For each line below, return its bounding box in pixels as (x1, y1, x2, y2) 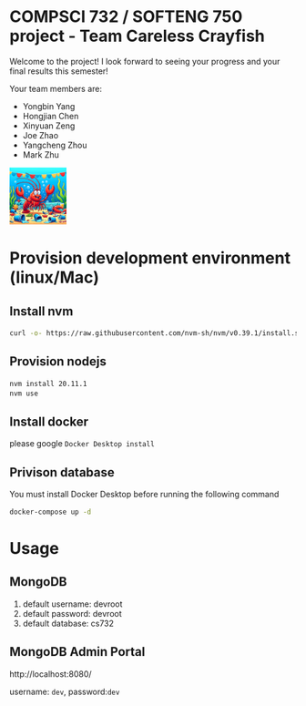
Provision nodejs (9, 353, 107, 370)
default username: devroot (22, 599, 123, 609)
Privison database (9, 465, 116, 480)
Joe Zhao (22, 129, 59, 140)
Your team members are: (9, 83, 103, 94)
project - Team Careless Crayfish (9, 26, 266, 46)
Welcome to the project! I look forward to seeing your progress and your (9, 56, 280, 67)
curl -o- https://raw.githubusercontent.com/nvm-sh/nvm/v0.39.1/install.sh (9, 328, 303, 338)
